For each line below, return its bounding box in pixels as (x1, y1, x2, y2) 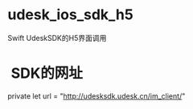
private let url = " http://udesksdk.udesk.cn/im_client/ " (7, 91, 186, 101)
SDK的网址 (10, 64, 84, 83)
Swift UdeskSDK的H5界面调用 (7, 33, 107, 42)
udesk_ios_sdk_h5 (7, 6, 133, 24)
